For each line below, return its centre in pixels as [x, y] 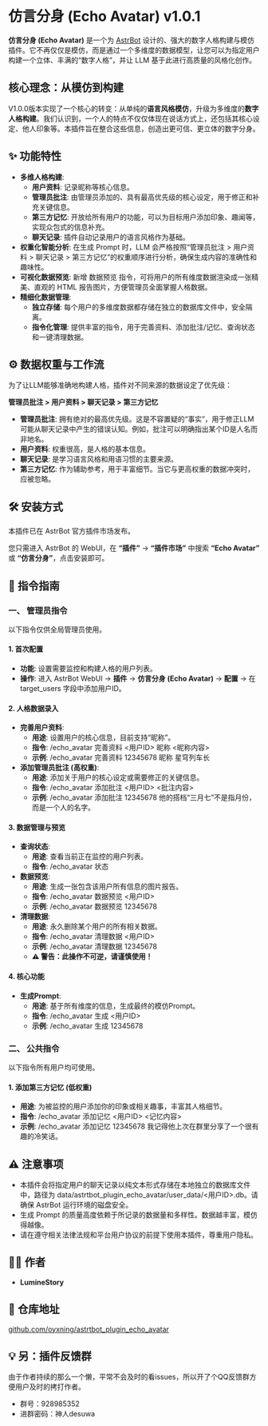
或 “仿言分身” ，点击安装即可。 [59, 558]
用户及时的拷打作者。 [50, 1387]
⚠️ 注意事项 [36, 1164]
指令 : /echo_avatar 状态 [70, 867]
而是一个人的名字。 [63, 808]
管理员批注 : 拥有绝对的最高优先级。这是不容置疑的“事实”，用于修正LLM [137, 419]
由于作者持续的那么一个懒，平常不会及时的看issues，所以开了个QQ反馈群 [129, 1377]
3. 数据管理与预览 [37, 827]
